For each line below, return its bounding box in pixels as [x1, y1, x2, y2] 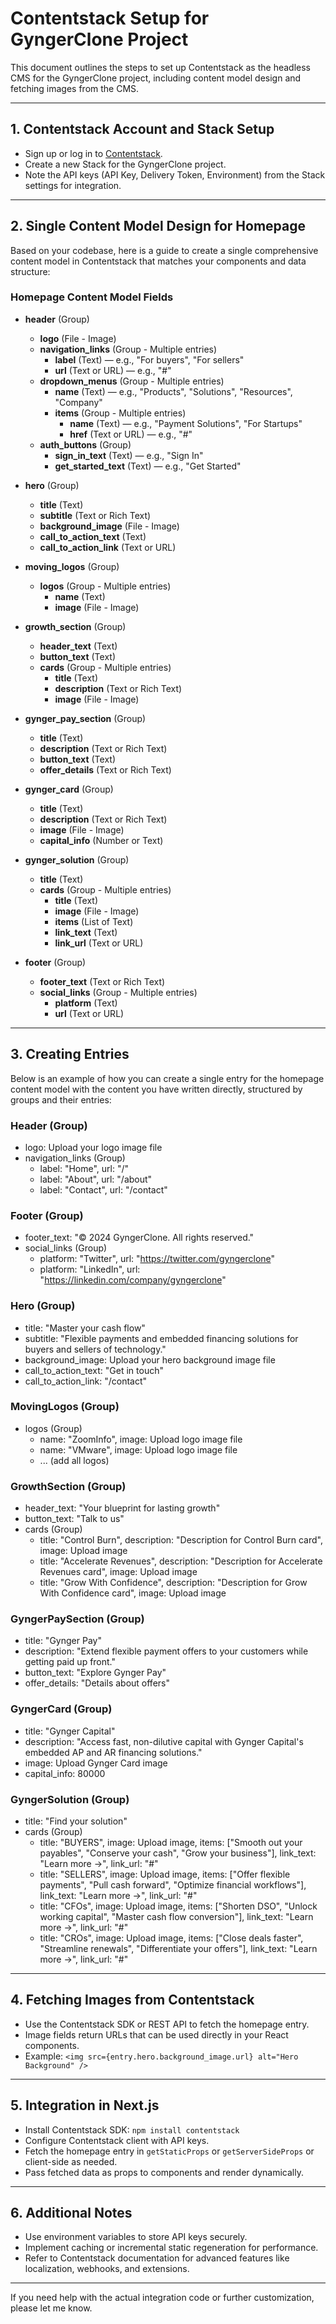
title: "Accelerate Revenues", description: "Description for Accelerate [39, 1555, 323, 1567]
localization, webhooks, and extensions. [24, 2263, 190, 2275]
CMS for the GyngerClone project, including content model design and [10, 72, 302, 84]
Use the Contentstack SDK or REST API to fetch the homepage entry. [24, 2018, 310, 2030]
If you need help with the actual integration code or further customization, [10, 2292, 315, 2304]
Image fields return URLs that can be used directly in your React [24, 2028, 289, 2041]
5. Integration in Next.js [10, 2097, 160, 2114]
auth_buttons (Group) [39, 438, 132, 451]
